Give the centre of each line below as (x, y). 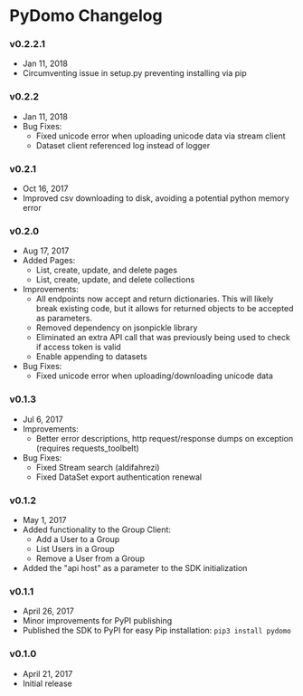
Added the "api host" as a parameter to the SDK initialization (135, 567)
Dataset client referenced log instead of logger (123, 145)
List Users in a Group (75, 548)
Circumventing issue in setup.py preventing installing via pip (134, 73)
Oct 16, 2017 (45, 189)
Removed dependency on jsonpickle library (117, 328)
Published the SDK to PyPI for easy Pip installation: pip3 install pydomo (156, 631)
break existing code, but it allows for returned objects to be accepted (165, 309)
